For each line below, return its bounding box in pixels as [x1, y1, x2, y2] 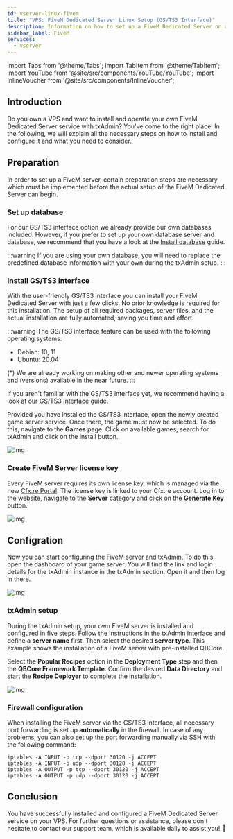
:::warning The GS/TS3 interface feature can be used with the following [7, 327, 212, 336]
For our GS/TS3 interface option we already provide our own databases [7, 223, 212, 231]
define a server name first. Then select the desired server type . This [7, 636, 205, 645]
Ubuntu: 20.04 [17, 355, 59, 364]
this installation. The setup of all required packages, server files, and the [7, 306, 214, 315]
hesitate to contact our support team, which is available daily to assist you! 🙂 [7, 824, 226, 832]
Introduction [7, 96, 62, 108]
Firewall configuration [7, 702, 83, 712]
